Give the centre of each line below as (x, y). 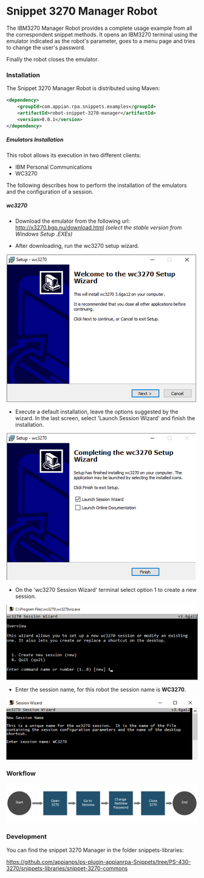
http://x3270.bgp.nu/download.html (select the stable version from (98, 227)
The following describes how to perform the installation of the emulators (97, 185)
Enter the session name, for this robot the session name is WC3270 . (100, 690)
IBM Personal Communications (53, 167)
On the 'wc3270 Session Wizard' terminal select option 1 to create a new (106, 589)
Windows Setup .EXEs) (44, 234)
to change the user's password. (46, 47)
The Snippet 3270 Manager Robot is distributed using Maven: (83, 88)
